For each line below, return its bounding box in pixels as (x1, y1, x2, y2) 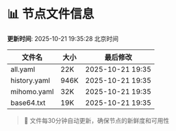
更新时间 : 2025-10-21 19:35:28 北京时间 (7, 34, 118, 43)
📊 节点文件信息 (7, 6, 95, 22)
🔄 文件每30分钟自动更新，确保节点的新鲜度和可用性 (23, 116, 170, 124)
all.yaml (10, 64, 36, 74)
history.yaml (10, 75, 50, 85)
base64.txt (10, 97, 46, 107)
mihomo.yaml (10, 86, 54, 96)
